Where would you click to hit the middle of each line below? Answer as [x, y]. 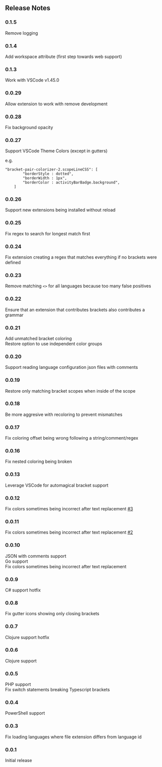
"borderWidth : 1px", [45, 178]
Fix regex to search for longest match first [48, 233]
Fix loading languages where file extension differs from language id [73, 737]
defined [13, 263]
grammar [14, 315]
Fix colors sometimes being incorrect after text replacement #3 [69, 509]
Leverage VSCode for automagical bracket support [57, 485]
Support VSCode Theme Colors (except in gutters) [56, 151]
